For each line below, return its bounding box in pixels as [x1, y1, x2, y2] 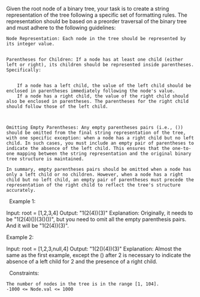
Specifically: [6, 67, 42, 73]
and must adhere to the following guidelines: [6, 24, 116, 31]
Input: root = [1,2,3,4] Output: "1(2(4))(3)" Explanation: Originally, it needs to [6, 209, 193, 216]
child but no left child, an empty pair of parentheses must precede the [6, 177, 195, 183]
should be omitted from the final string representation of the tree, [6, 130, 186, 136]
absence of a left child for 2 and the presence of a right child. [6, 258, 157, 265]
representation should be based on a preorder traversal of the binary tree [6, 18, 187, 25]
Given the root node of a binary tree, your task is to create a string [6, 5, 169, 12]
